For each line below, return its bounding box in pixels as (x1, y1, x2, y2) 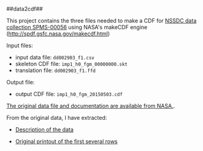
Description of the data (15, 126, 74, 133)
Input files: (6, 42, 33, 49)
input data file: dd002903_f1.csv (15, 54, 95, 61)
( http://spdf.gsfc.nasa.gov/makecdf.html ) (6, 30, 110, 37)
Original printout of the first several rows (15, 138, 118, 145)
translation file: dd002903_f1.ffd (15, 67, 96, 74)
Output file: (6, 79, 35, 86)
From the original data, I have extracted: (6, 114, 107, 121)
